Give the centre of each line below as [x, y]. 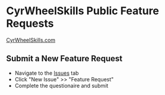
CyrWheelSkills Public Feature [82, 11]
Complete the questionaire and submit [61, 85]
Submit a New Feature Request [64, 58]
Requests [30, 23]
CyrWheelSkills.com [31, 40]
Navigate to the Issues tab [47, 73]
